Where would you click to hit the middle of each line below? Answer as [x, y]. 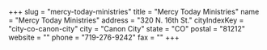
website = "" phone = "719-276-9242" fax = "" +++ [94, 37]
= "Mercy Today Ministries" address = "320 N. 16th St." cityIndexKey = [126, 20]
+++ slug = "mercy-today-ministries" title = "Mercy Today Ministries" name [134, 12]
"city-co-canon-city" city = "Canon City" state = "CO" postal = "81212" [127, 29]
